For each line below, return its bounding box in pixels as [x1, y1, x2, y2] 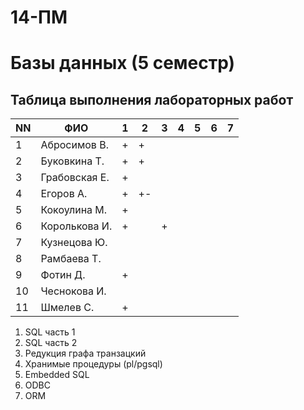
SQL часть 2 [24, 337, 78, 349]
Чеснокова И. [40, 284, 107, 298]
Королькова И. [40, 219, 113, 233]
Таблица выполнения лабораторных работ [10, 91, 294, 108]
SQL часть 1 [24, 326, 76, 338]
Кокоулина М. [40, 203, 108, 217]
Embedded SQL [24, 369, 90, 381]
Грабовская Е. [40, 171, 110, 185]
